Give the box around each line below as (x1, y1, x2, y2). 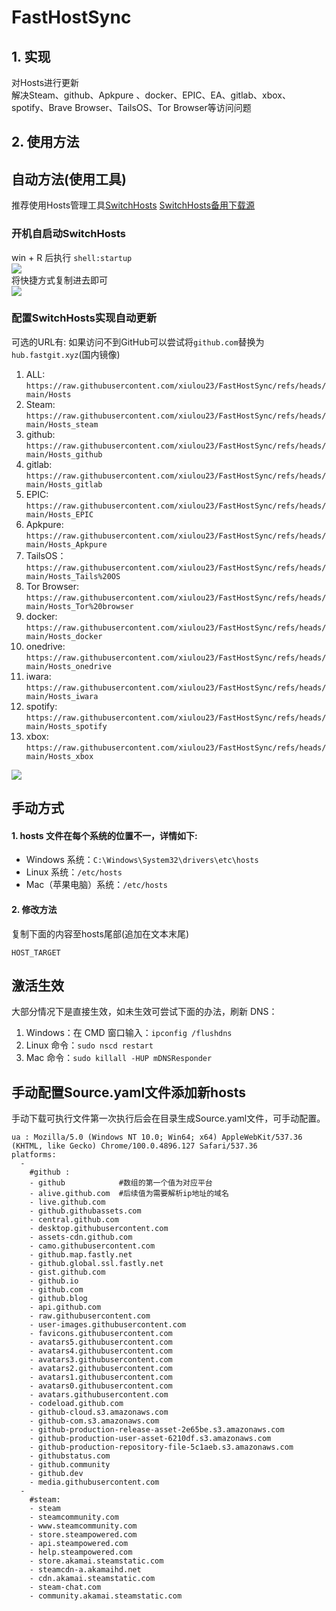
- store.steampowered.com (29, 1530, 138, 1540)
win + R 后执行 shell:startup (11, 251, 133, 263)
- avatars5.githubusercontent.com (29, 1337, 173, 1348)
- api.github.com (29, 1302, 102, 1313)
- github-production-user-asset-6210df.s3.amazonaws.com (29, 1434, 272, 1444)
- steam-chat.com (29, 1582, 102, 1593)
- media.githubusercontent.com (29, 1477, 160, 1488)
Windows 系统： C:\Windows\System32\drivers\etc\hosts (25, 854, 259, 866)
